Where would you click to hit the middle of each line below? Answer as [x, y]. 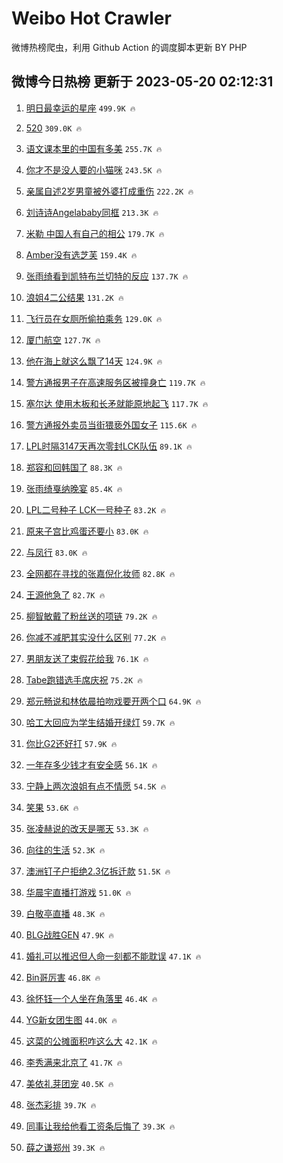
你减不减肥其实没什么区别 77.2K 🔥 [96, 637]
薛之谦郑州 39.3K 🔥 [65, 1147]
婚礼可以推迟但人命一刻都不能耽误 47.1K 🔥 [113, 956]
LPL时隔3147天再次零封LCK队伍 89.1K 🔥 [109, 446]
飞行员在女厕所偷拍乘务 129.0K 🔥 [94, 318]
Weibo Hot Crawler [91, 18]
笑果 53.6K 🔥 [52, 807]
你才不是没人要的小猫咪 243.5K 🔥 [94, 169]
